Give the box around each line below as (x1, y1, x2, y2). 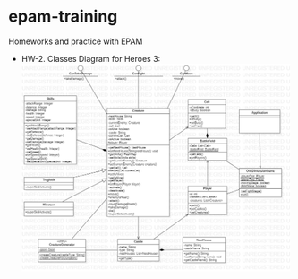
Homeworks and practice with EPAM (8, 36, 143, 47)
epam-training (8, 6, 118, 27)
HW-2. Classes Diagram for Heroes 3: (21, 53, 161, 64)
